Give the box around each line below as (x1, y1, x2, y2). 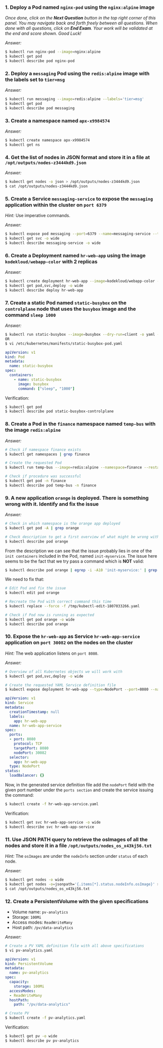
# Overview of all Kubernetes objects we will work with (5, 669, 123, 674)
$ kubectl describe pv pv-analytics (5, 1038, 79, 1043)
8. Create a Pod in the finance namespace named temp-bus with (5, 421, 156, 427)
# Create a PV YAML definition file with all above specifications (5, 943, 145, 948)
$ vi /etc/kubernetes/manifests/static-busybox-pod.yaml (5, 341, 123, 346)
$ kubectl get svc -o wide (5, 236, 60, 241)
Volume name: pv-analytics (12, 909, 68, 915)
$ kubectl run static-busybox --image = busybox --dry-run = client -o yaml (5, 332, 155, 337)
